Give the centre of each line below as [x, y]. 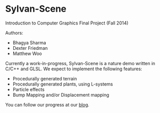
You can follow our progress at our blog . [47, 104]
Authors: [14, 33]
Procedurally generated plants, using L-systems [63, 84]
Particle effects [28, 89]
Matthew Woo [27, 53]
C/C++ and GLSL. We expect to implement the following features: [74, 69]
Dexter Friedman [30, 48]
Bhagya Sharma [29, 43]
